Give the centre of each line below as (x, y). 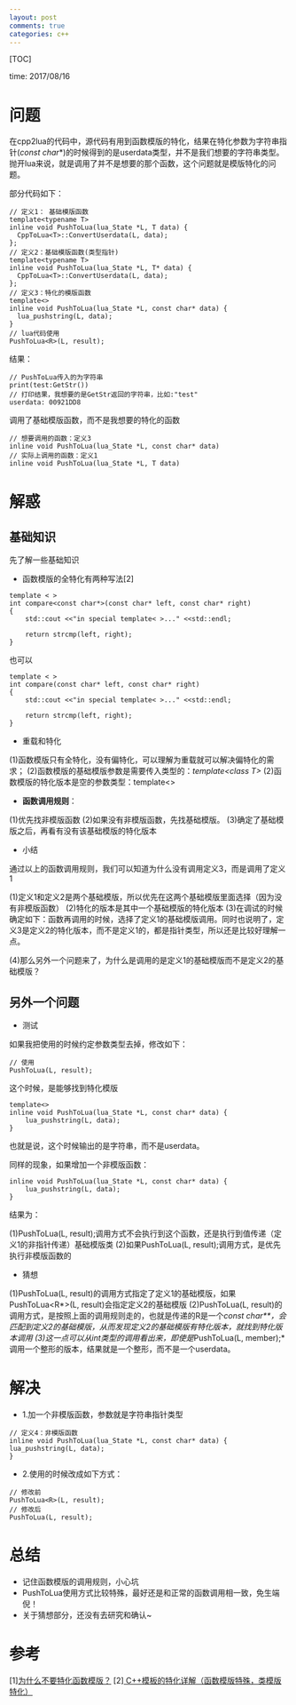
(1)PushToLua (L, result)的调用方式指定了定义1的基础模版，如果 (123, 1294)
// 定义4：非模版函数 (43, 1433)
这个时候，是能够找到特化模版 (63, 1088)
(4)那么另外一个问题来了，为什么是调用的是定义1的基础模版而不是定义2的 (143, 960)
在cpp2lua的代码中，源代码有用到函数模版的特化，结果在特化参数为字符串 (144, 141)
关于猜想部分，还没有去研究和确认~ (87, 1615)
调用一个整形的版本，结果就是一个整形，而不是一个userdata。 (122, 1349)
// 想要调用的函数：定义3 (50, 439)
